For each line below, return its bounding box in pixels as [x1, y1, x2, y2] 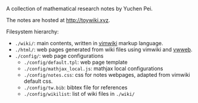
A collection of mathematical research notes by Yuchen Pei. [6, 5, 153, 12]
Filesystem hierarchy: [6, 28, 59, 35]
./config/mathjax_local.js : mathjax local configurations [23, 65, 163, 72]
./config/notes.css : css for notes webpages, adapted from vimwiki [23, 71, 190, 78]
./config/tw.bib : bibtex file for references [23, 84, 128, 91]
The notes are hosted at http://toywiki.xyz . [6, 17, 110, 23]
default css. [23, 77, 53, 85]
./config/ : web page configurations [14, 52, 104, 59]
